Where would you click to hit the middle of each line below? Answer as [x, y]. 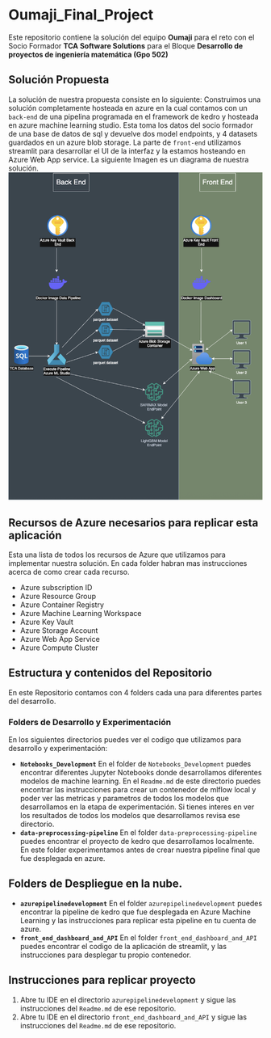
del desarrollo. [32, 701]
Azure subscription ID [56, 587]
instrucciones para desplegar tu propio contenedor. [106, 955]
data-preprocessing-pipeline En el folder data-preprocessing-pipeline [138, 833]
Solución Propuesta [59, 80]
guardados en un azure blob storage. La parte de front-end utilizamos [125, 142]
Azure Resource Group [58, 596]
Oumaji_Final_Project [81, 15]
